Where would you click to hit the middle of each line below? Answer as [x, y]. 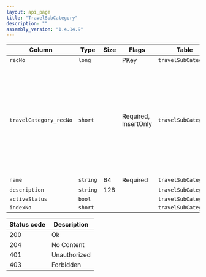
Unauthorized [71, 255]
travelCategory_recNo [41, 120]
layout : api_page [29, 12]
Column [41, 50]
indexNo [21, 208]
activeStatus [29, 199]
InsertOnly [137, 124]
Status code [28, 225]
